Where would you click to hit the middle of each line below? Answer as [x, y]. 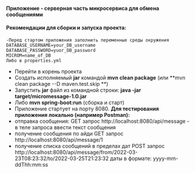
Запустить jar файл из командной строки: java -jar [78, 90]
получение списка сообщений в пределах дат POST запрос [90, 146]
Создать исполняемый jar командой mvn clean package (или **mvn [100, 77]
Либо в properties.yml [34, 60]
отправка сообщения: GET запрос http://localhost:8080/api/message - [102, 121]
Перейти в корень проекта [48, 71]
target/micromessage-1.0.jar [51, 96]
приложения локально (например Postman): [72, 115]
